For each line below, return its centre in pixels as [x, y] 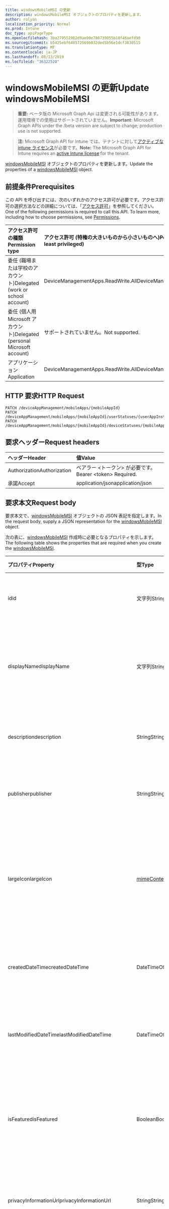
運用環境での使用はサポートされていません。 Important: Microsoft [86, 120]
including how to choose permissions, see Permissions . [63, 217]
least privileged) [64, 244]
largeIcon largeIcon [30, 879]
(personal [19, 341]
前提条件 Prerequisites [40, 186]
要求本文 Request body [41, 503]
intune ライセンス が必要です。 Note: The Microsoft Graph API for [84, 148]
